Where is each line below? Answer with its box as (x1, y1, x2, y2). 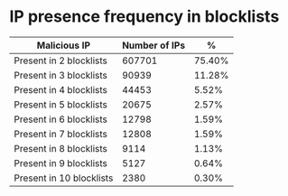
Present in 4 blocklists (14, 83, 108, 96)
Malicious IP (36, 39, 91, 51)
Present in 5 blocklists (14, 98, 108, 110)
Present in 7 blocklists (14, 127, 108, 140)
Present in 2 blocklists (14, 54, 108, 67)
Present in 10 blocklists (14, 172, 114, 184)
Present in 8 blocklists (14, 142, 108, 154)
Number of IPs (121, 39, 186, 51)
